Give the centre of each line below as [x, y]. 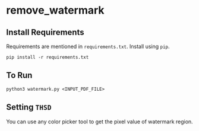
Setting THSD [29, 107]
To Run [19, 76]
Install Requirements [45, 32]
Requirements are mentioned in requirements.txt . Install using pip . [88, 46]
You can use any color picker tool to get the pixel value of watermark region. [99, 122]
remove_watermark [56, 10]
